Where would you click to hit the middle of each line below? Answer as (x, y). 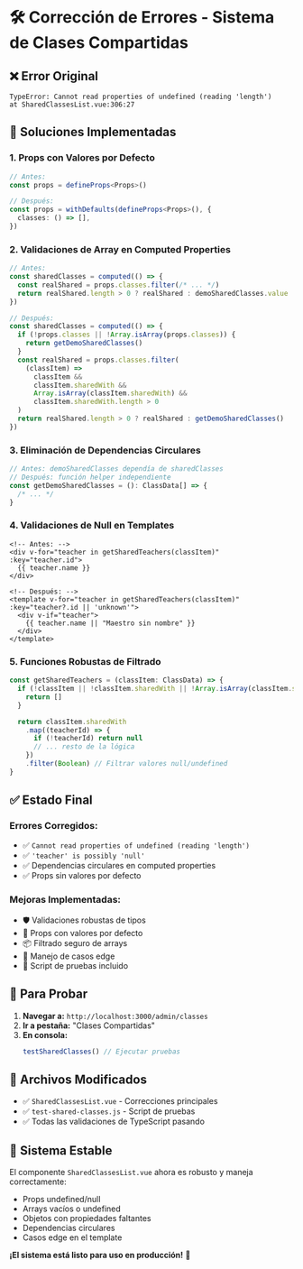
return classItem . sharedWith (72, 722)
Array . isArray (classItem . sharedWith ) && (110, 393)
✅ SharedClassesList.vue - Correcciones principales (120, 1101)
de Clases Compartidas (99, 43)
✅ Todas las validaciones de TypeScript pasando (114, 1122)
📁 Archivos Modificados (78, 1079)
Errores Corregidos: (54, 826)
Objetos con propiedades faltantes (87, 1218)
